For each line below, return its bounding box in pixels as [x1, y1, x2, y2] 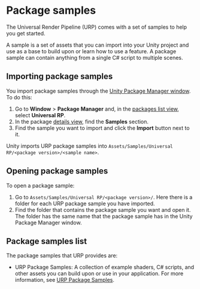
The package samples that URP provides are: [6, 252, 118, 259]
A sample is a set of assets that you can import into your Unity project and [6, 41, 189, 48]
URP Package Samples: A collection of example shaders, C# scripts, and [14, 264, 195, 271]
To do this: [6, 93, 32, 101]
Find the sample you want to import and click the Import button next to [14, 124, 190, 132]
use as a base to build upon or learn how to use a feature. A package [6, 47, 177, 54]
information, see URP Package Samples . [14, 276, 115, 284]
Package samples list [6, 236, 87, 246]
